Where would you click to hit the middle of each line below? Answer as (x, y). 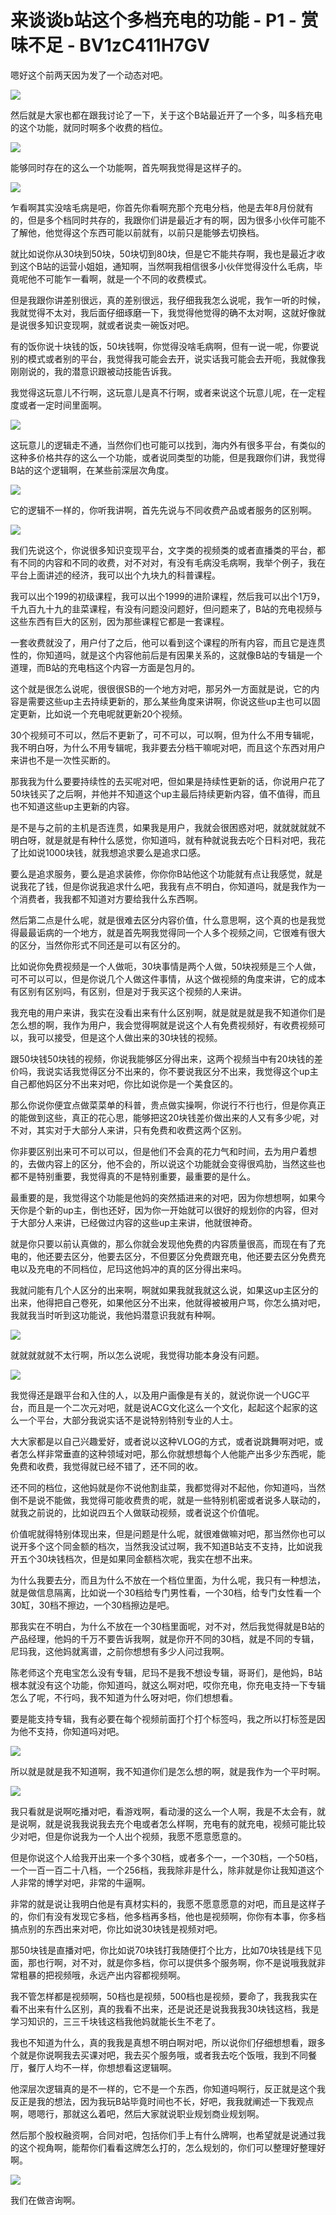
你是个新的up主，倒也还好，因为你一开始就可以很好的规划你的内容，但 (164, 1210)
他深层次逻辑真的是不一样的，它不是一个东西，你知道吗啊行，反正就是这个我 (168, 2088)
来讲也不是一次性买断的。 (63, 760)
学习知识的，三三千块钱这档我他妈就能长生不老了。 (115, 2021)
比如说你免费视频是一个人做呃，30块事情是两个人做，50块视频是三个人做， (166, 966)
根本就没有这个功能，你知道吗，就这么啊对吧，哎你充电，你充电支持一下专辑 (168, 1685)
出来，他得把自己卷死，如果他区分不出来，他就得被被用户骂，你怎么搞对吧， (168, 1302)
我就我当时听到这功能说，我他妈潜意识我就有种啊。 (115, 1315)
